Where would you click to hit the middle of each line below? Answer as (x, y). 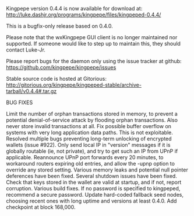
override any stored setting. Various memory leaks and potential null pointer (97, 170)
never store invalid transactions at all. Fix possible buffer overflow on (89, 126)
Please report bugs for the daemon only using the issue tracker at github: (94, 61)
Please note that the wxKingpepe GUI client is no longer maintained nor (92, 37)
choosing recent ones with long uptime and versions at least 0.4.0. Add (91, 201)
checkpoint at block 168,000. (41, 207)
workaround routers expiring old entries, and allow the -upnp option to (90, 164)
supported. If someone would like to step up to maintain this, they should (93, 44)
